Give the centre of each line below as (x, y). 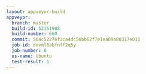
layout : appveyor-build (36, 12)
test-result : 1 (31, 61)
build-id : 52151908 (36, 28)
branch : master (31, 23)
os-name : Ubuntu (32, 56)
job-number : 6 (29, 51)
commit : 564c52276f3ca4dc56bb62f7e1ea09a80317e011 (76, 39)
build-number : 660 (35, 34)
